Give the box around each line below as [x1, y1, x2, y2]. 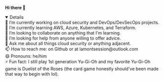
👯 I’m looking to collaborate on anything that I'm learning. [5, 30, 121, 36]
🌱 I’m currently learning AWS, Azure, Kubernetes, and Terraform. [5, 25, 136, 31]
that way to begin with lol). [5, 71, 59, 77]
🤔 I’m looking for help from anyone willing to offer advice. [5, 35, 122, 41]
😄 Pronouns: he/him [5, 53, 47, 59]
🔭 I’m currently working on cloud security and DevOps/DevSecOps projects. [5, 20, 160, 25]
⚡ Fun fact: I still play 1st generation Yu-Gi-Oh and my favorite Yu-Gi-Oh [5, 59, 151, 64]
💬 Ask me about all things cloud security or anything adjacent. [5, 41, 131, 46]
